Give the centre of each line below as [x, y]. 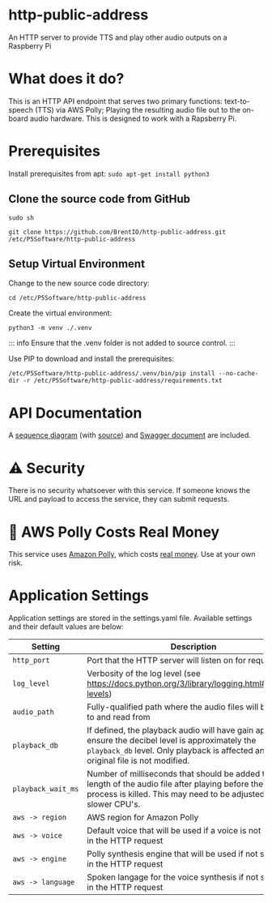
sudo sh [21, 218]
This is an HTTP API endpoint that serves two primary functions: [115, 101]
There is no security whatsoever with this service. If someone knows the [130, 490]
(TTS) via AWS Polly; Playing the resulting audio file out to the [138, 109]
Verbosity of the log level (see [143, 674]
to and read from [119, 717]
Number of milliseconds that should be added [173, 774]
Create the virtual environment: [60, 313]
